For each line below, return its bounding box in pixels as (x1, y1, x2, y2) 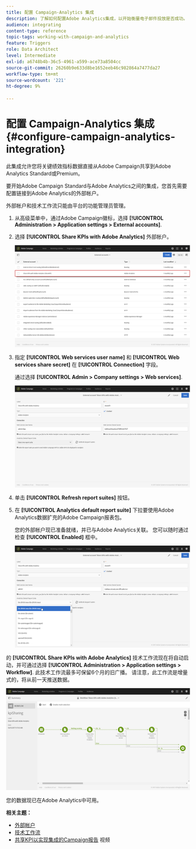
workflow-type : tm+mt (6, 71, 59, 77)
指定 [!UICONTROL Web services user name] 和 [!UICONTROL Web (14, 354, 180, 361)
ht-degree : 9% (6, 84, 41, 89)
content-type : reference (6, 28, 66, 34)
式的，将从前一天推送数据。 (6, 676, 73, 683)
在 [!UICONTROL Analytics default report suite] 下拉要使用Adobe (14, 506, 174, 513)
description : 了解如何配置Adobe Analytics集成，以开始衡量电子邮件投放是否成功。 (6, 15, 188, 22)
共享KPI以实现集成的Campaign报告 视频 (14, 836, 111, 843)
